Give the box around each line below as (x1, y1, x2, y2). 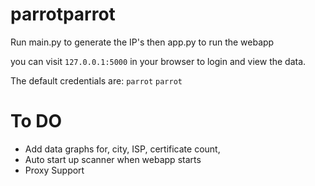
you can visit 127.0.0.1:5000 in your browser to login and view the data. (10, 55, 307, 67)
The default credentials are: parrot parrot (10, 74, 183, 87)
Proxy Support (24, 164, 85, 176)
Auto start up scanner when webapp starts (24, 153, 202, 165)
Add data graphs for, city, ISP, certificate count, (24, 143, 221, 155)
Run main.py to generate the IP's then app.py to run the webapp (10, 36, 275, 48)
